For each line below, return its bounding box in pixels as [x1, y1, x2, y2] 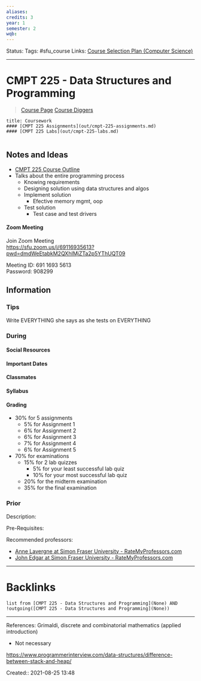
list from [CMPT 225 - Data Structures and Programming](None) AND [6, 600, 178, 606]
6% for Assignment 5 [23, 446, 77, 453]
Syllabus [6, 387, 29, 395]
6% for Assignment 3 [23, 433, 77, 441]
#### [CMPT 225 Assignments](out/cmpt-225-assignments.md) [6, 123, 157, 129]
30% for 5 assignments [14, 414, 73, 422]
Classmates [6, 374, 37, 381]
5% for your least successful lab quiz [32, 465, 124, 472]
